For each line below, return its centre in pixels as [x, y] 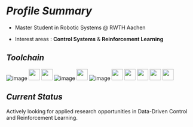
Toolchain [25, 58]
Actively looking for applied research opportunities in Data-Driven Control [97, 111]
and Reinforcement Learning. [42, 117]
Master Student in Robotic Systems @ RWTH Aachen [80, 27]
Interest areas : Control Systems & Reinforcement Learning [89, 39]
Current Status [34, 97]
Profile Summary [49, 11]
